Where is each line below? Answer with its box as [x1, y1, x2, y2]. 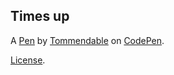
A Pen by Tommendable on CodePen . [10, 34, 165, 46]
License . [10, 54, 46, 66]
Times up [10, 8, 70, 25]
